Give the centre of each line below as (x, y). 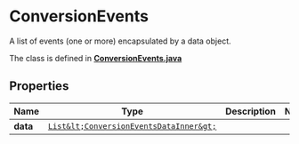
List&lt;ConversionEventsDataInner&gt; (132, 126)
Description (251, 111)
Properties (39, 86)
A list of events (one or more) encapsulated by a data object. (120, 41)
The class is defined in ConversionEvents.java (96, 58)
